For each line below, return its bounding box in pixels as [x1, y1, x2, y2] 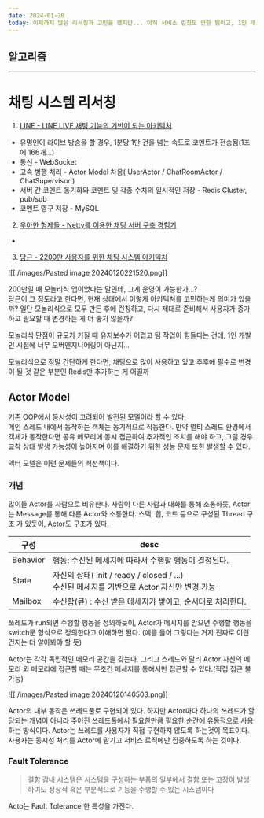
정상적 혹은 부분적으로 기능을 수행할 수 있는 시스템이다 [48, 784, 214, 794]
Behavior [12, 554, 46, 565]
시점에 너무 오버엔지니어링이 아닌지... [16, 340, 130, 350]
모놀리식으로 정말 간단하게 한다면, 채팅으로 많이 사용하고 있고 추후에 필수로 [8, 357, 237, 367]
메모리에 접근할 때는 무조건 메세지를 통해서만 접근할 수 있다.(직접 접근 [31, 664, 244, 674]
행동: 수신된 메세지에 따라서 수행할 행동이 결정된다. [52, 555, 229, 566]
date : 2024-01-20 [8, 11, 65, 20]
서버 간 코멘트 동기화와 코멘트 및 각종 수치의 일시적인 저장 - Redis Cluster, [19, 186, 247, 195]
